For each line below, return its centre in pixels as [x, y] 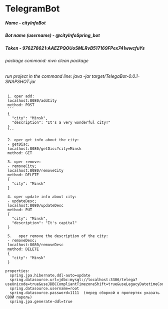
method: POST [21, 105]
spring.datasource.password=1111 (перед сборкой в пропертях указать [85, 293]
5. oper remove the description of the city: [58, 236]
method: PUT [20, 210]
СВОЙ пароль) [19, 298]
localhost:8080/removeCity [35, 171]
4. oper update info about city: [42, 197]
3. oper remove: [24, 162]
